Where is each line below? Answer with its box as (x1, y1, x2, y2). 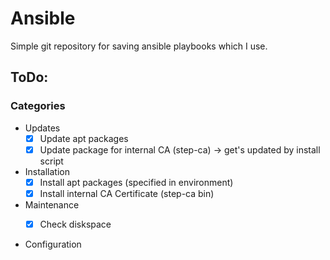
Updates (24, 122, 61, 134)
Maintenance (24, 198, 80, 211)
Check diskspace (39, 218, 112, 230)
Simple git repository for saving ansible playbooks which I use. (10, 40, 268, 52)
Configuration (24, 238, 82, 250)
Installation (24, 165, 71, 177)
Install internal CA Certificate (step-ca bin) (39, 187, 215, 199)
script (39, 155, 64, 167)
